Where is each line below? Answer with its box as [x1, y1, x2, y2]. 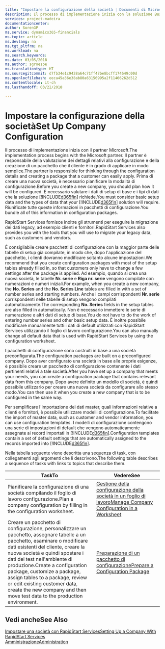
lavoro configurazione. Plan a [7, 496, 74, 503]
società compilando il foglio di [7, 490, 77, 496]
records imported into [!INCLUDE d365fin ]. [5, 441, 90, 446]
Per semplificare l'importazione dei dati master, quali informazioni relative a [5, 404, 158, 410]
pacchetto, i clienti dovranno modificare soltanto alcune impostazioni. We [5, 255, 153, 260]
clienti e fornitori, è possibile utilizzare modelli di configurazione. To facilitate [5, 409, 159, 415]
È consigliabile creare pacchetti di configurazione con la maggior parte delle [5, 244, 160, 250]
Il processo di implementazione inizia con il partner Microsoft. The [5, 147, 137, 153]
